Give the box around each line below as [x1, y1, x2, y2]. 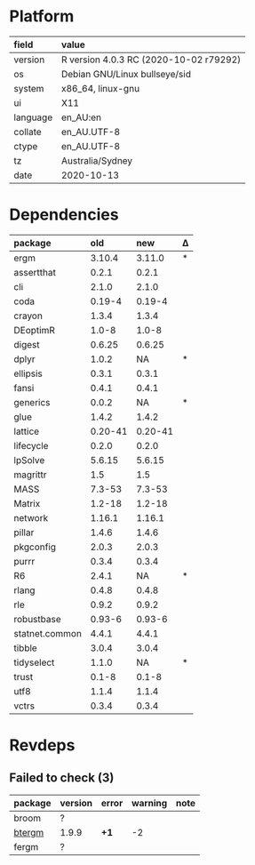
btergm [13, 826, 44, 838]
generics [13, 396, 51, 408]
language [13, 111, 53, 124]
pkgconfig [13, 541, 56, 553]
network [13, 511, 49, 524]
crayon [13, 309, 43, 322]
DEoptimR [13, 324, 55, 336]
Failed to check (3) [9, 771, 115, 786]
